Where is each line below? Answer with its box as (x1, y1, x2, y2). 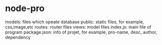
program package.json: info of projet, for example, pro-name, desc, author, (5, 29, 158, 35)
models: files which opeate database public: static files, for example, (5, 19, 144, 25)
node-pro (5, 3, 45, 14)
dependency (5, 34, 31, 40)
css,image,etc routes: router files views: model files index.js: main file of (5, 24, 152, 30)
